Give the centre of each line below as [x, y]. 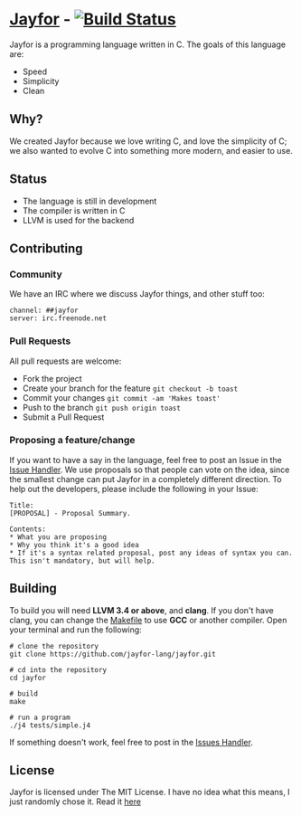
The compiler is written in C [74, 210]
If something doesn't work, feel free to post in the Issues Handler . [131, 742]
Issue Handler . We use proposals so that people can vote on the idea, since [150, 470]
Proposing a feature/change [72, 441]
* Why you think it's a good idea [75, 545]
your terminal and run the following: [75, 630]
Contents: [28, 529]
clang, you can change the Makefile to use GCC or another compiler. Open [148, 620]
